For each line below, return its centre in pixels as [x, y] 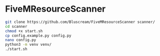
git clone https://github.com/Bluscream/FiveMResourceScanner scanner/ [80, 22]
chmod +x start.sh [24, 31]
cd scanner [16, 26]
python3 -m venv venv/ [28, 45]
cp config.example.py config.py [38, 36]
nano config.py [21, 40]
